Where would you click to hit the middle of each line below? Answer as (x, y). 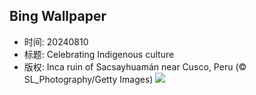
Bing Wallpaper (58, 16)
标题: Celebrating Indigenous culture (99, 54)
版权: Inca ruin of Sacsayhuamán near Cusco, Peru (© (135, 66)
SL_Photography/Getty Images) (88, 79)
